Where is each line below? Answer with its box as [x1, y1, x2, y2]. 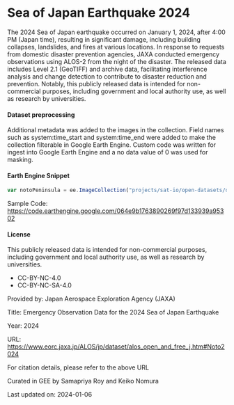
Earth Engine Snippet [7, 171, 70, 180]
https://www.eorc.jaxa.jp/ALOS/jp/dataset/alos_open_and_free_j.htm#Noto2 [7, 342, 225, 351]
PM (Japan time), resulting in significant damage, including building [7, 35, 201, 43]
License [7, 230, 31, 238]
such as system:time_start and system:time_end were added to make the [7, 134, 216, 142]
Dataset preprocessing [7, 110, 75, 119]
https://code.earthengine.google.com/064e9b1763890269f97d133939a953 [7, 207, 224, 215]
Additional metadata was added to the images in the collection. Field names [7, 126, 224, 134]
